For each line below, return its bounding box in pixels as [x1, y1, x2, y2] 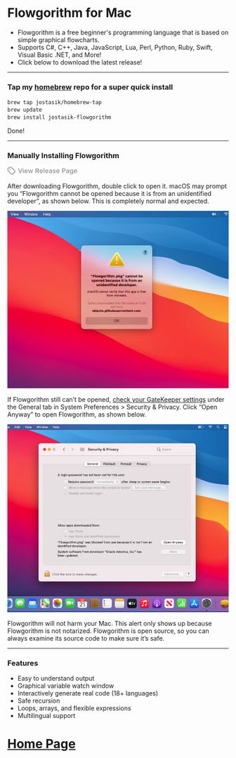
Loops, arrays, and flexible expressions [17, 704, 131, 712]
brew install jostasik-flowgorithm [7, 114, 112, 121]
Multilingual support [17, 712, 76, 719]
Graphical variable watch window [17, 681, 114, 690]
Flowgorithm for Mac [7, 5, 132, 21]
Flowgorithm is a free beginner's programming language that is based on [17, 28, 229, 37]
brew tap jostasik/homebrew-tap [7, 99, 102, 106]
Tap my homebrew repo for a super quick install [7, 82, 173, 92]
